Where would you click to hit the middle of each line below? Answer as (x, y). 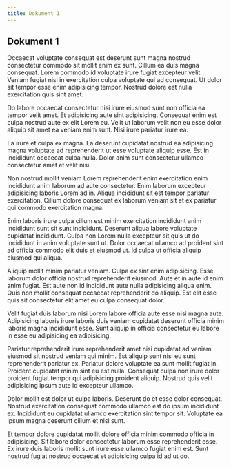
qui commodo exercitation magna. (56, 208)
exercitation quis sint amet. (46, 94)
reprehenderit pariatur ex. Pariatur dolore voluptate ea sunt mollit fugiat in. (113, 364)
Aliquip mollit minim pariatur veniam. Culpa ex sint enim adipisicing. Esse (110, 271)
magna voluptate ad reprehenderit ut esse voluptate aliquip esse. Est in (108, 151)
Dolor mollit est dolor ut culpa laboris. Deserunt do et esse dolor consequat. (115, 399)
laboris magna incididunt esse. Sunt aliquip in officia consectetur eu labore (113, 329)
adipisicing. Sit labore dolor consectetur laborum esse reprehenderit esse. (112, 442)
